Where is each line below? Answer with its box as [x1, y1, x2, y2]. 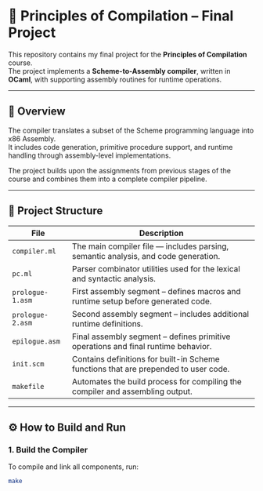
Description [139, 227, 184, 238]
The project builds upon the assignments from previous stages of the [8, 165, 231, 175]
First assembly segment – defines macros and [71, 286, 241, 296]
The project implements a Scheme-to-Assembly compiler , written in [8, 66, 231, 75]
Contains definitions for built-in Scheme [71, 353, 221, 364]
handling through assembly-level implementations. [8, 151, 171, 160]
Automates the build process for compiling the [71, 376, 243, 387]
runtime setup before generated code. [71, 296, 212, 307]
